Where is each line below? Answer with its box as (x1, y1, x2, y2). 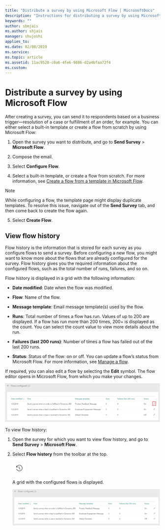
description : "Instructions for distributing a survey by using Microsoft (5, 13, 162, 18)
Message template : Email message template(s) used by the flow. (12, 304, 144, 310)
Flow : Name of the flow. (12, 294, 61, 300)
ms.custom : (5, 65, 27, 70)
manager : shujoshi (5, 34, 43, 39)
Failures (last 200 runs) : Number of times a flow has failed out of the (12, 339, 153, 345)
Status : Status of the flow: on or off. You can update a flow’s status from (12, 353, 159, 359)
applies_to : (5, 39, 29, 44)
